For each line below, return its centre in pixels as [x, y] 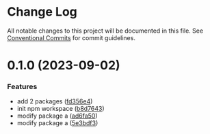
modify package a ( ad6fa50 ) [57, 116]
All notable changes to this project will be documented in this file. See [105, 31]
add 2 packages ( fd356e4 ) [55, 101]
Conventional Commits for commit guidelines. [71, 37]
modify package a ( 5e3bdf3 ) [57, 123]
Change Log [42, 12]
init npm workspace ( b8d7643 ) [61, 109]
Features [22, 87]
